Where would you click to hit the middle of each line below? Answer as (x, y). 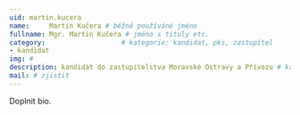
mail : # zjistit (39, 76)
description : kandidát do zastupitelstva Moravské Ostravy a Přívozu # (145, 68)
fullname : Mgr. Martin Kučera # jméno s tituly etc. (109, 34)
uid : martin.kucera (46, 17)
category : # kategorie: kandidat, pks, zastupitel (142, 42)
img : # (21, 59)
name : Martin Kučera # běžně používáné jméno (104, 26)
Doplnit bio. (30, 101)
